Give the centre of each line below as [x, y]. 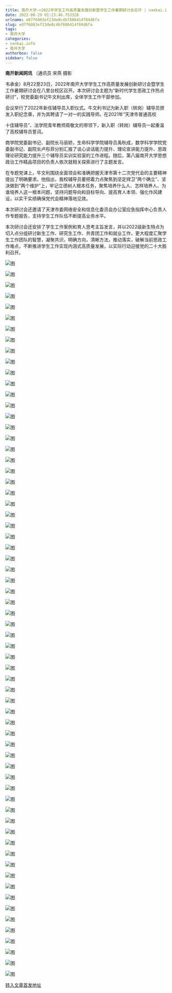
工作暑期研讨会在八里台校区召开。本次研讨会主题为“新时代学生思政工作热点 [85, 91]
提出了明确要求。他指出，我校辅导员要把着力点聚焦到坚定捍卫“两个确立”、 [84, 179]
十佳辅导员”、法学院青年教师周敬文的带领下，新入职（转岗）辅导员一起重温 [85, 125]
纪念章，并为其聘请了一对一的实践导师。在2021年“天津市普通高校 [88, 114]
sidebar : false [21, 58]
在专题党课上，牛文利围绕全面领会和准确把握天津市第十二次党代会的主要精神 [86, 173]
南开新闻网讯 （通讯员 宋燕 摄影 [39, 73]
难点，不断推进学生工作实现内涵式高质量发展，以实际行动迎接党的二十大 [86, 246]
